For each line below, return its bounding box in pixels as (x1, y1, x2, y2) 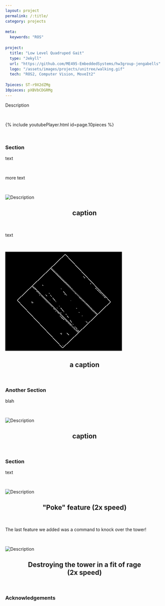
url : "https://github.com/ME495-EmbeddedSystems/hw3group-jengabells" (10, 61, 161, 66)
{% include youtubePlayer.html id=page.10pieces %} (5, 121, 114, 128)
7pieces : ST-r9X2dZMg (5, 82, 51, 88)
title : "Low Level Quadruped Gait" (10, 50, 85, 55)
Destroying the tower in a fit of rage (28, 561, 141, 569)
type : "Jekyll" (10, 56, 42, 61)
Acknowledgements (5, 594, 56, 601)
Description (5, 102, 29, 108)
